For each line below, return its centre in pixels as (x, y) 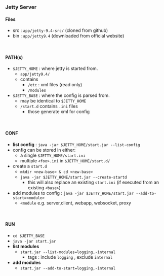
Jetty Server (21, 7)
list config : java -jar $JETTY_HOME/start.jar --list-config (76, 144)
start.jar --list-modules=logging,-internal (68, 252)
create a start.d (30, 166)
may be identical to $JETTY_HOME (53, 101)
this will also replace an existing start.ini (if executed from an (93, 182)
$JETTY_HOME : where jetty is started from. (55, 68)
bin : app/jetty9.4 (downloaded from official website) (68, 36)
